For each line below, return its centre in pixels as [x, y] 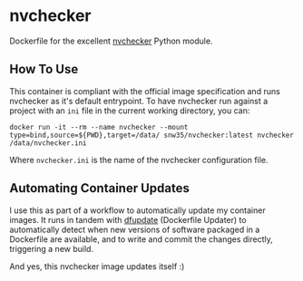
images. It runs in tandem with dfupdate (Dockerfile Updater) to [128, 219]
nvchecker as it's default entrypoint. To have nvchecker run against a [139, 101]
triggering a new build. [51, 248]
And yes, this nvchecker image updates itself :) [97, 266]
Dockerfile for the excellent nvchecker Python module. [111, 41]
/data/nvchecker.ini [49, 143]
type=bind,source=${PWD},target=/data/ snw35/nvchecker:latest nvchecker [152, 135]
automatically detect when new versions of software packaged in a [135, 229]
